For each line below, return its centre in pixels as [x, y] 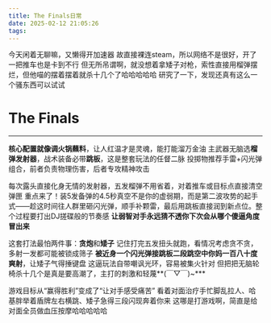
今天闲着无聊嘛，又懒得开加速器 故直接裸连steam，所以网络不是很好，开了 [133, 55]
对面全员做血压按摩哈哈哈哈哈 [58, 311]
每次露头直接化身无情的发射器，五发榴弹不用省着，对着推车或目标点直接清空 [135, 186]
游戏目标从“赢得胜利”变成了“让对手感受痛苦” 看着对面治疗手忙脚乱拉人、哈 [132, 291]
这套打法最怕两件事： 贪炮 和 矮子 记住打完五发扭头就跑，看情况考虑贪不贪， [133, 243]
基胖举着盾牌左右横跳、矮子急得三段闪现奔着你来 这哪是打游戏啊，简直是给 [133, 301]
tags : [17, 31]
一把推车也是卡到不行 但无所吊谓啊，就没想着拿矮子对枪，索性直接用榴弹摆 [133, 64]
